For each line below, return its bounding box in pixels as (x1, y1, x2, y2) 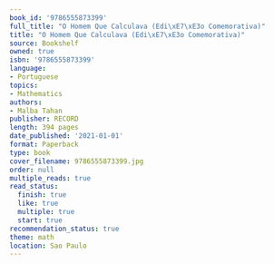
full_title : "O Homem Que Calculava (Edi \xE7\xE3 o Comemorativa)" (9, 22, 266, 31)
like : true (17, 199, 59, 209)
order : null (9, 165, 54, 174)
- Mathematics (9, 89, 64, 98)
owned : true (9, 47, 54, 56)
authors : (9, 97, 43, 107)
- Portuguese (9, 73, 59, 82)
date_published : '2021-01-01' (9, 132, 124, 141)
